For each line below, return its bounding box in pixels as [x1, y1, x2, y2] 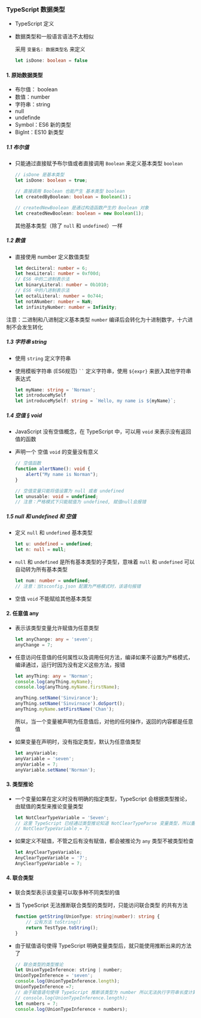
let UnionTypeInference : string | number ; [14, 967, 123, 973]
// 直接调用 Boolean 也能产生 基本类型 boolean [14, 188, 125, 195]
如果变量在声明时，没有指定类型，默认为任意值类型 [14, 738, 141, 745]
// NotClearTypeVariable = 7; [14, 826, 91, 832]
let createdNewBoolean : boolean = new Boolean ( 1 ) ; [14, 210, 144, 216]
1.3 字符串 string [6, 338, 47, 346]
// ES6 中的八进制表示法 [14, 287, 70, 294]
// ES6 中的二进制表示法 [14, 276, 70, 282]
